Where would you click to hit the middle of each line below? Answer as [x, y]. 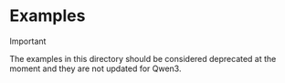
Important [28, 41]
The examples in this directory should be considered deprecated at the [143, 58]
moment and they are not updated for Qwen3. [95, 68]
